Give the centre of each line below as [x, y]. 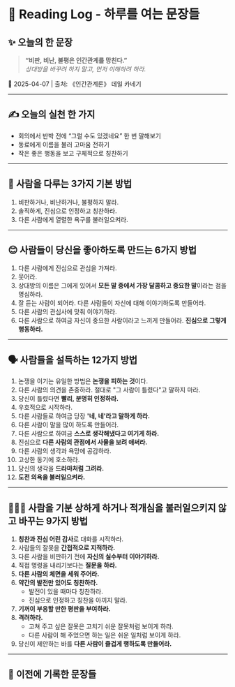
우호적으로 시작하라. [45, 407]
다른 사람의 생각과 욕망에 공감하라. [65, 451]
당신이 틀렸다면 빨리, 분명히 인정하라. [68, 399]
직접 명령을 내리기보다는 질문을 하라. [67, 566]
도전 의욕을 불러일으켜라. [52, 477]
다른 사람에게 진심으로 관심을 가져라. [67, 268]
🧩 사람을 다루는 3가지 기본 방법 [70, 184]
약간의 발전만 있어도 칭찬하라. [58, 583]
